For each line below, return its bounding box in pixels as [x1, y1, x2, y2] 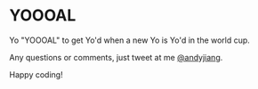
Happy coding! [9, 69, 64, 80]
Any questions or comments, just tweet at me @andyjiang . [9, 52, 223, 62]
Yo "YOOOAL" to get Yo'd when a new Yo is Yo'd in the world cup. [9, 35, 251, 45]
